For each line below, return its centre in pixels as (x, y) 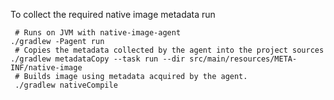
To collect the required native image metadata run (113, 14)
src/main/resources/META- (243, 59)
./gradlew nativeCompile (66, 85)
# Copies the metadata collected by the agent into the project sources (169, 50)
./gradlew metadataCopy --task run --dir (98, 59)
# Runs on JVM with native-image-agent (98, 33)
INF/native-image (46, 68)
